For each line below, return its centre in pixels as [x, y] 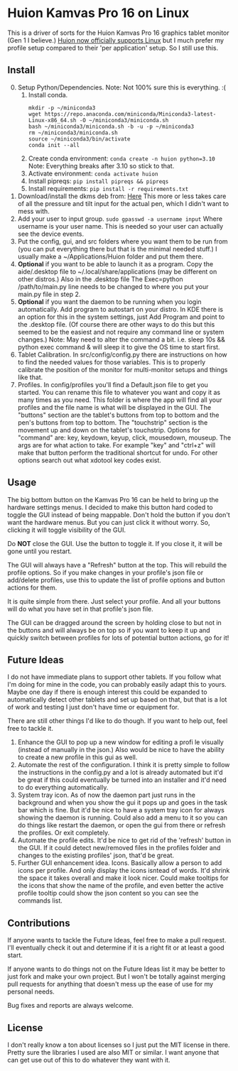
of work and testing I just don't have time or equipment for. [93, 707]
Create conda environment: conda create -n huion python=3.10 [121, 158]
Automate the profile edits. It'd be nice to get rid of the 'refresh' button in [124, 840]
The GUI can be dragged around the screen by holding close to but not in [114, 622]
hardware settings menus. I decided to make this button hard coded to [110, 507]
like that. [30, 377]
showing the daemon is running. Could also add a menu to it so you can [123, 817]
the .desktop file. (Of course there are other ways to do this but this [116, 324]
